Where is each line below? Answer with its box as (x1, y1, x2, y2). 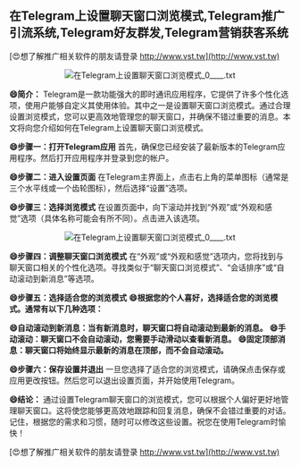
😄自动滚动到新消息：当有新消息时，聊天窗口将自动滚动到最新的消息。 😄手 (9, 322, 287, 333)
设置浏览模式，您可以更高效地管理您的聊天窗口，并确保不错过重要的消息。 (9, 111, 283, 122)
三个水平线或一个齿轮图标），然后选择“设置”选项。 (9, 182, 193, 193)
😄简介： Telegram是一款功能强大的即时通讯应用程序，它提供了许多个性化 (9, 89, 281, 99)
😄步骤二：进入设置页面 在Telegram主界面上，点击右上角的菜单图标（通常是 (9, 171, 289, 182)
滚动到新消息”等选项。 (16, 273, 100, 284)
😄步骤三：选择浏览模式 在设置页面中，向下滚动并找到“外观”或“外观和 (9, 201, 265, 212)
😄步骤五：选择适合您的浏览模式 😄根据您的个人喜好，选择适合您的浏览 (9, 292, 271, 302)
